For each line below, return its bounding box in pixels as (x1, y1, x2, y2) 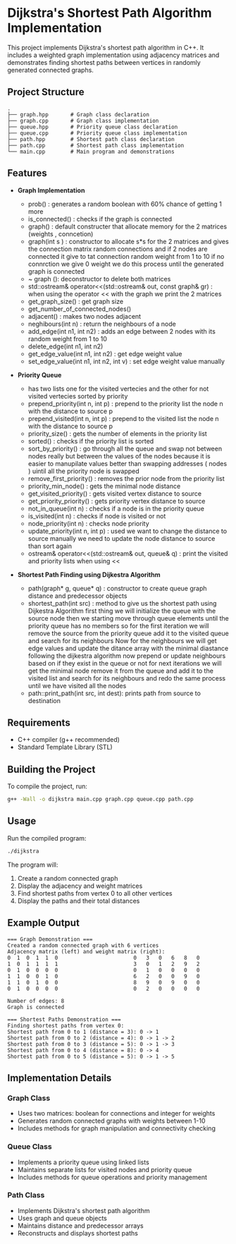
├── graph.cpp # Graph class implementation (7, 117, 159, 124)
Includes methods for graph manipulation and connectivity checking (17, 1124, 216, 1133)
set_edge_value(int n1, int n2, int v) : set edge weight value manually (27, 357, 225, 365)
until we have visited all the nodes (27, 681, 127, 690)
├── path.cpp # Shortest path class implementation (7, 142, 185, 149)
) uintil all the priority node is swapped (27, 467, 139, 475)
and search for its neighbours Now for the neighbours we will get (27, 636, 217, 645)
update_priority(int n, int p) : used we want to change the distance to (27, 527, 228, 535)
